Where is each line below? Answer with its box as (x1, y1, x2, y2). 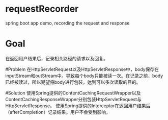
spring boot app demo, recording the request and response (5, 20, 130, 26)
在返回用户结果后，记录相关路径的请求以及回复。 (5, 55, 108, 61)
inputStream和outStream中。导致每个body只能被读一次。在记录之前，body (5, 73, 163, 79)
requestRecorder (5, 3, 79, 15)
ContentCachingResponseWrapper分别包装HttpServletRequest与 (5, 96, 142, 102)
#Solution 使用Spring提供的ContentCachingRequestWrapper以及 (5, 90, 141, 96)
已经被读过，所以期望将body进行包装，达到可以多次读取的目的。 (5, 79, 141, 85)
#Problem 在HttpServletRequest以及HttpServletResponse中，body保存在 (5, 66, 159, 72)
